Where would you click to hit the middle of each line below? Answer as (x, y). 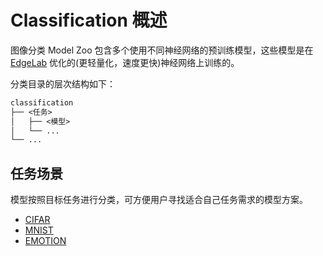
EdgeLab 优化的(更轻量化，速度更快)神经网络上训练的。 (125, 62)
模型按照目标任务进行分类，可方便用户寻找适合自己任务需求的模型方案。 (159, 200)
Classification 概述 (89, 20)
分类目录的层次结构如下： (63, 83)
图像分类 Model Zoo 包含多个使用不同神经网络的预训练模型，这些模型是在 (162, 50)
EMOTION (45, 241)
